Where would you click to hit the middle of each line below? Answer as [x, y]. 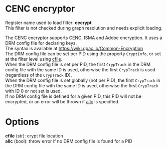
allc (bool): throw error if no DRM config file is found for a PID [69, 141]
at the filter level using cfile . [34, 59]
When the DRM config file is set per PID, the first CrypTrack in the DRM [78, 64]
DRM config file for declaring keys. [41, 43]
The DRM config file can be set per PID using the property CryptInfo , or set [83, 54]
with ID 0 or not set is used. [34, 91]
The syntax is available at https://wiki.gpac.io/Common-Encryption [74, 48]
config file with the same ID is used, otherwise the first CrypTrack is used [80, 69]
